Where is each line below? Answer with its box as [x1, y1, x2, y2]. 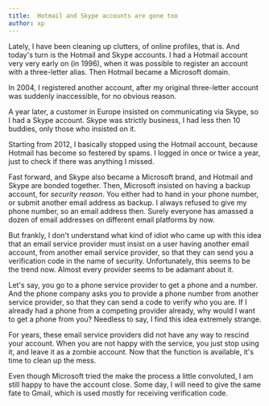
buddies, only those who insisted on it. [8, 124, 137, 133]
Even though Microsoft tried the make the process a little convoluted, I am [8, 371, 254, 380]
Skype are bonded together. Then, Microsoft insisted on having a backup [8, 180, 251, 190]
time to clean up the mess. [8, 355, 97, 365]
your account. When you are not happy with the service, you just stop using [8, 338, 259, 348]
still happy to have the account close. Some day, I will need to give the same [8, 379, 262, 389]
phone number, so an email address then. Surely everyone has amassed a [8, 206, 254, 215]
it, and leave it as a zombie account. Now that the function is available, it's [8, 347, 255, 356]
